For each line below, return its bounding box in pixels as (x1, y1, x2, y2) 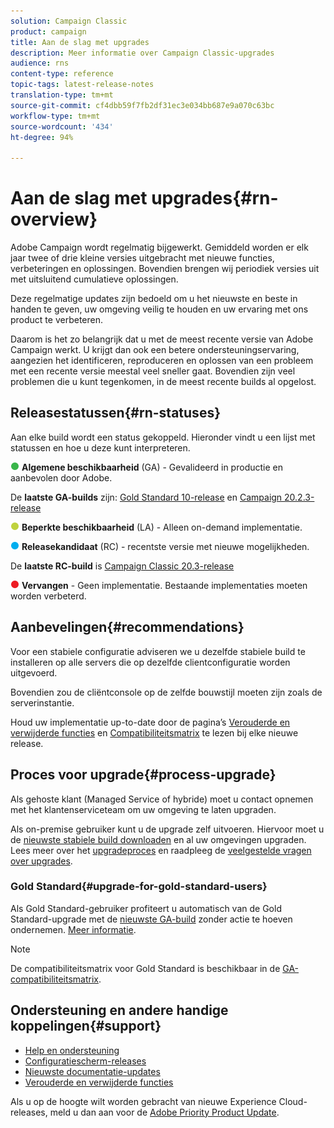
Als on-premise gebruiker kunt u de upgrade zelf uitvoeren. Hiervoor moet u (10, 823, 325, 835)
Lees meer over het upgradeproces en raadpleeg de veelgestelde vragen (10, 844, 312, 856)
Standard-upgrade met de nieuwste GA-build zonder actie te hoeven (10, 913, 293, 925)
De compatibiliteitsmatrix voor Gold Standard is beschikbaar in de (10, 962, 281, 974)
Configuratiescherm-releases (24, 1055, 147, 1067)
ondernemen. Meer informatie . (10, 923, 137, 935)
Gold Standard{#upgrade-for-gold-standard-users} (10, 880, 268, 894)
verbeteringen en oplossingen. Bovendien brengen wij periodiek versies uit (10, 263, 320, 275)
